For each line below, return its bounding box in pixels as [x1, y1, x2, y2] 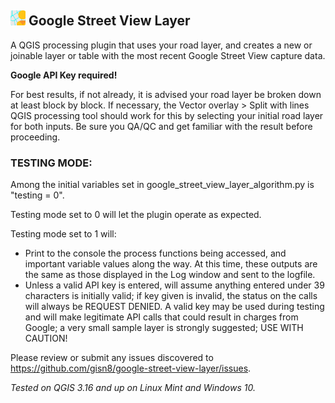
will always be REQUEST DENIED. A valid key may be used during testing [24, 301, 325, 313]
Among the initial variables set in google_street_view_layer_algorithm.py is [10, 179, 315, 191]
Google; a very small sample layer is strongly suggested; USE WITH [24, 322, 304, 334]
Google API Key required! [10, 69, 118, 81]
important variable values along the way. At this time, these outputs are [24, 258, 318, 270]
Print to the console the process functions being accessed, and [24, 247, 287, 260]
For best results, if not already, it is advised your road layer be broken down [10, 88, 322, 100]
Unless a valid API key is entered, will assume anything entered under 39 [24, 279, 325, 291]
